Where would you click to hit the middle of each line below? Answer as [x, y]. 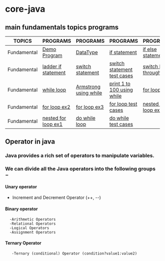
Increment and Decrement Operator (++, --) [56, 198]
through [152, 72]
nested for [54, 118]
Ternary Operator [23, 243]
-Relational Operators [33, 224]
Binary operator [22, 209]
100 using [121, 90]
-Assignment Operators [33, 232]
